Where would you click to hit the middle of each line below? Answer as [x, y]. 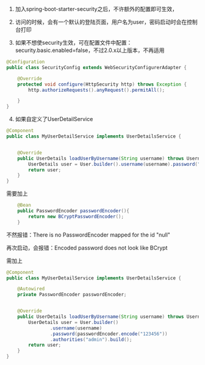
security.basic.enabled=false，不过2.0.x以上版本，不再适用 [90, 50]
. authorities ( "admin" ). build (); [91, 339]
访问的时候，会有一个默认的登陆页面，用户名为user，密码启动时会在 [101, 22]
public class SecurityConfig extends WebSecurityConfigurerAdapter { [97, 67]
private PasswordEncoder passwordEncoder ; [72, 295]
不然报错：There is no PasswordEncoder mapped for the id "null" [88, 235]
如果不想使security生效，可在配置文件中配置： [74, 42]
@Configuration [26, 62]
